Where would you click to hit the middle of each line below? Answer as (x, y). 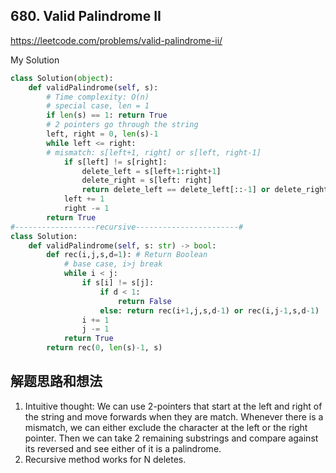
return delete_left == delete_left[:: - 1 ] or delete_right (205, 190)
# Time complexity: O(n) (98, 97)
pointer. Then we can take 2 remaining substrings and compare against (171, 438)
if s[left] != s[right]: (115, 162)
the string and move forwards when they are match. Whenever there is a (174, 416)
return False (144, 301)
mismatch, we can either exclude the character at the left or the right (166, 427)
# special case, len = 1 (98, 106)
